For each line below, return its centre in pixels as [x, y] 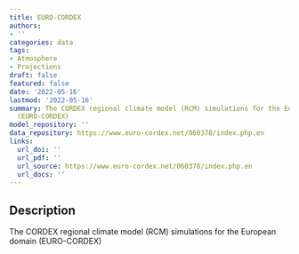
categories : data [41, 42]
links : [21, 141]
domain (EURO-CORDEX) [56, 242]
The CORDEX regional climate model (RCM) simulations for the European [143, 232]
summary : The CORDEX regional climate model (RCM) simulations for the [145, 108]
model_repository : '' [49, 125]
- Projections [36, 67]
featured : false [39, 83]
